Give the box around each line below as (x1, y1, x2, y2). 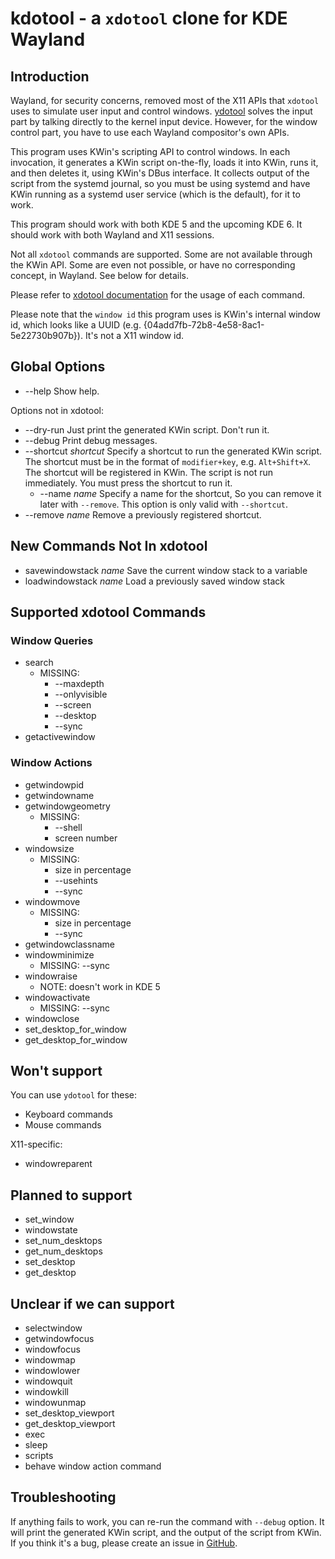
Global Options (10, 358, 106, 376)
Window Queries (10, 633, 94, 647)
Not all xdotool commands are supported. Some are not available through (10, 248, 313, 260)
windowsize (24, 842, 75, 854)
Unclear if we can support (10, 1295, 175, 1312)
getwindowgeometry (24, 800, 111, 812)
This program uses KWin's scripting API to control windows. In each (10, 146, 291, 157)
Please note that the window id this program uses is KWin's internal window (10, 308, 322, 320)
